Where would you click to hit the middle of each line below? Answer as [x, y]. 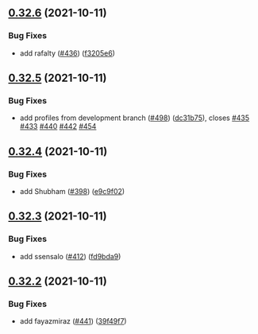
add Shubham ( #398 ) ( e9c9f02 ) [72, 192]
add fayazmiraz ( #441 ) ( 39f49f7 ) [73, 321]
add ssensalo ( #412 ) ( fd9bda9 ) [70, 256]
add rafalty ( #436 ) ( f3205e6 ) [67, 53]
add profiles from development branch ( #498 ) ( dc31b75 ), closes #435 [135, 118]
